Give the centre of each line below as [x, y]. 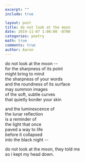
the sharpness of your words [34, 79]
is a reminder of [21, 119]
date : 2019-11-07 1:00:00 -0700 [38, 32]
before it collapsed [24, 134]
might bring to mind [25, 74]
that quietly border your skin [33, 99]
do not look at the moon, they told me [42, 149]
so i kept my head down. [30, 154]
